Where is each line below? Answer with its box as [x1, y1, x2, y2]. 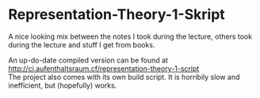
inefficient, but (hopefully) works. [8, 81, 117, 90]
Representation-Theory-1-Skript [8, 6, 226, 24]
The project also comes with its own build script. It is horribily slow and [8, 72, 240, 81]
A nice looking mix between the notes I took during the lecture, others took [8, 32, 252, 41]
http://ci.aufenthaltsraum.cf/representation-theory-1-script [8, 63, 200, 73]
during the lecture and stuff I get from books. [8, 40, 155, 49]
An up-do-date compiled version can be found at [8, 55, 169, 65]
